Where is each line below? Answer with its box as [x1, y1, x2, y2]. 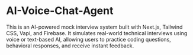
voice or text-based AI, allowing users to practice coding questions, [6, 36, 172, 43]
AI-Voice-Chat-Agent [6, 4, 114, 18]
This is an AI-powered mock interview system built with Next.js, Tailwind [6, 23, 183, 30]
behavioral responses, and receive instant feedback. [6, 42, 134, 49]
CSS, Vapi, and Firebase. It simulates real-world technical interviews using [6, 29, 188, 36]
